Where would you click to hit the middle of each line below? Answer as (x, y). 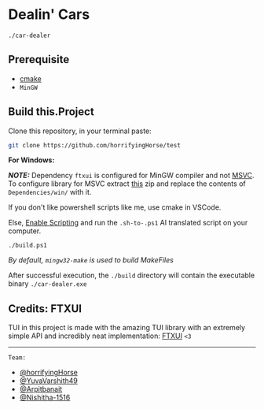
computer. (25, 231)
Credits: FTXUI (45, 309)
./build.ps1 (27, 246)
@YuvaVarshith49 (49, 381)
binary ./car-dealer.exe (48, 284)
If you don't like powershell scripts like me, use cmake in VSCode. (115, 207)
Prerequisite (39, 59)
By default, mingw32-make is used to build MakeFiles (91, 260)
